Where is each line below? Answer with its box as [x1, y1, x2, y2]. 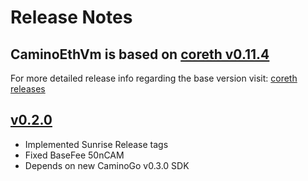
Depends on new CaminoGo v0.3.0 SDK [24, 159, 190, 171]
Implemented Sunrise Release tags [24, 138, 169, 150]
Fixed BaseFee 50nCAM [24, 149, 125, 161]
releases [10, 83, 46, 95]
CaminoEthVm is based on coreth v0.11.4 [10, 46, 270, 63]
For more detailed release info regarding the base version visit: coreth [10, 72, 298, 84]
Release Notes [10, 6, 133, 29]
